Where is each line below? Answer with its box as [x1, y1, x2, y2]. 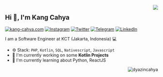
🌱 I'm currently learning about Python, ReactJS [12, 57, 106, 63]
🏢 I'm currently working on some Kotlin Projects [12, 52, 109, 58]
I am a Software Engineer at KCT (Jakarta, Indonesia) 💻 [5, 36, 117, 41]
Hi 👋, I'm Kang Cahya [5, 13, 70, 22]
